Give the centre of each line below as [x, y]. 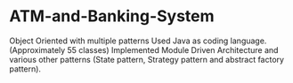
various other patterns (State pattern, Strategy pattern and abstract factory [147, 59]
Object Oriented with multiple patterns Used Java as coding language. [138, 41]
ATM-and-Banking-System [112, 16]
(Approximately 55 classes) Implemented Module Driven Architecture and [144, 49]
